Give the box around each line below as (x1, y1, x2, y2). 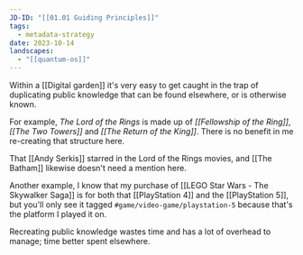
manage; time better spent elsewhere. (9, 236, 151, 246)
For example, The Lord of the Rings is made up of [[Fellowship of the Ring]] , (9, 116, 291, 127)
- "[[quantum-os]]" (17, 55, 91, 64)
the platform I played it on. (9, 209, 107, 219)
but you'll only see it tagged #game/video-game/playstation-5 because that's (9, 199, 293, 210)
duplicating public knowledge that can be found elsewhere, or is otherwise (9, 89, 287, 100)
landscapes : (9, 47, 54, 56)
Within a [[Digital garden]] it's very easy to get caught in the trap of (9, 80, 259, 90)
